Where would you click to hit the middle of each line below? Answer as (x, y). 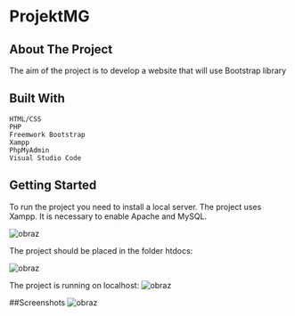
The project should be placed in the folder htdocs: (101, 250)
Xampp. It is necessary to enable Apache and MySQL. (108, 216)
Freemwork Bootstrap (48, 134)
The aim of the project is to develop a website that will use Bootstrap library (148, 70)
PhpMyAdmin (29, 150)
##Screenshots (37, 302)
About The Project (61, 49)
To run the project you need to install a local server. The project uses (135, 207)
